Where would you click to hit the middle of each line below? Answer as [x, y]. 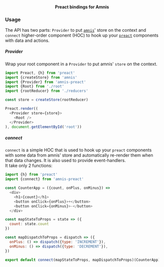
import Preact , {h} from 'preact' [40, 73]
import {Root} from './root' [35, 86]
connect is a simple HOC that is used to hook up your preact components [79, 150]
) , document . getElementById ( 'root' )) [43, 127]
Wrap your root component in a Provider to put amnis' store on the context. [81, 64]
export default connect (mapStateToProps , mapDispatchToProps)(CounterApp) [83, 260]
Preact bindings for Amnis [82, 7]
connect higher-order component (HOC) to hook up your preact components [82, 35]
